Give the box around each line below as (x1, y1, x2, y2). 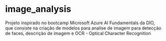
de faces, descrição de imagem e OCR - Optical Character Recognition (5, 30, 151, 36)
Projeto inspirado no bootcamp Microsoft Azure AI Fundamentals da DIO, (5, 20, 155, 26)
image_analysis (5, 3, 71, 15)
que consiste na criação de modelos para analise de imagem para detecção (5, 25, 161, 31)
